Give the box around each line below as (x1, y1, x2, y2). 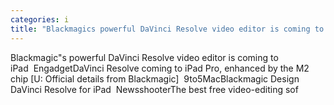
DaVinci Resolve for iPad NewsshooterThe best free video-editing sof (10, 83, 299, 95)
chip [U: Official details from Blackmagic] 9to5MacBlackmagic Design (10, 72, 300, 85)
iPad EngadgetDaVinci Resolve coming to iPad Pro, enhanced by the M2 (10, 62, 310, 74)
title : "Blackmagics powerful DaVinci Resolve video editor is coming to (10, 24, 325, 34)
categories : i (10, 14, 70, 25)
